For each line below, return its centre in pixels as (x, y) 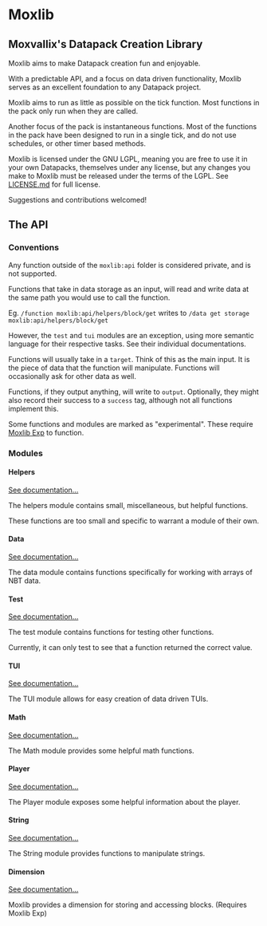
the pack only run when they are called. (73, 111)
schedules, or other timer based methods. (77, 144)
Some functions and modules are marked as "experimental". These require (131, 424)
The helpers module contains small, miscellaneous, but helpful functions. (128, 505)
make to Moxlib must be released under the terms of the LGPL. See (118, 176)
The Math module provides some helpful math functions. (101, 751)
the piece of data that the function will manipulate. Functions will (114, 368)
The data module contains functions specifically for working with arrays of (130, 573)
